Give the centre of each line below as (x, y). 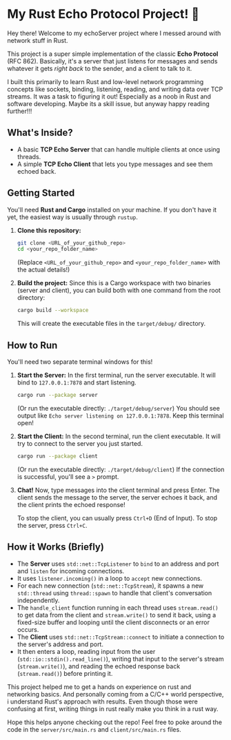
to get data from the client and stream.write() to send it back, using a (117, 615)
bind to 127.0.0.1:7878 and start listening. (77, 382)
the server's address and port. (60, 644)
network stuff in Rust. (38, 40)
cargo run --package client (57, 456)
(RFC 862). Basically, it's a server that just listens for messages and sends (112, 61)
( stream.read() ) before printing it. (65, 673)
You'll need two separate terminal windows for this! (80, 362)
